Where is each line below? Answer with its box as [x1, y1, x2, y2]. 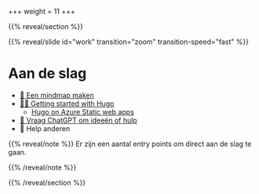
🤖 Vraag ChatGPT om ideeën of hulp [19, 115, 137, 125]
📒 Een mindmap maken [19, 90, 94, 100]
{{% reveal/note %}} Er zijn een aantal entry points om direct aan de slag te [8, 139, 252, 148]
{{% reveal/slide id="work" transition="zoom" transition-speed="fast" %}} [8, 37, 250, 46]
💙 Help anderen [19, 123, 71, 133]
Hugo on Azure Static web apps [31, 107, 135, 116]
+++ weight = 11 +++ [8, 7, 76, 16]
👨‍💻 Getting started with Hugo [19, 98, 115, 108]
